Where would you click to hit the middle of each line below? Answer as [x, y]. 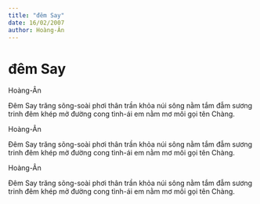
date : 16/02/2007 [36, 23]
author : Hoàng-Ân [36, 30]
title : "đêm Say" [36, 15]
